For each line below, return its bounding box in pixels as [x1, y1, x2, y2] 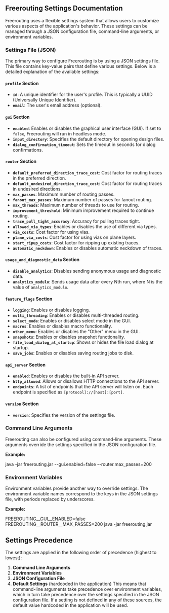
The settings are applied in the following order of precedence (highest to [5, 549, 157, 555]
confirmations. [12, 147, 43, 153]
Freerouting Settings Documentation [5, 4, 123, 13]
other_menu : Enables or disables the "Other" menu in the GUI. [12, 329, 140, 335]
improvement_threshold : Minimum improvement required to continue [12, 207, 154, 213]
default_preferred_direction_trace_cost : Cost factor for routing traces [12, 169, 162, 175]
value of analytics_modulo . [12, 284, 69, 290]
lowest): [5, 555, 22, 561]
